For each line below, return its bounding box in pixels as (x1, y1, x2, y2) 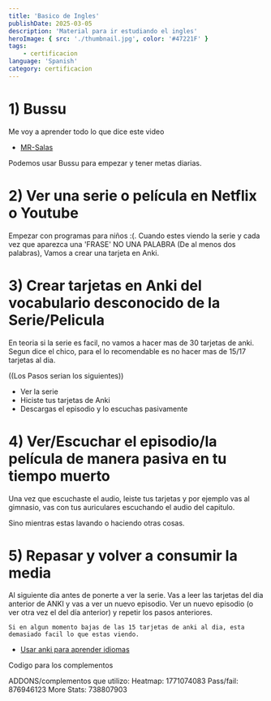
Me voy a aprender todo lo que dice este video (8, 127, 165, 136)
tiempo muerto (8, 466, 111, 485)
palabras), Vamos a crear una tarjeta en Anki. (8, 248, 160, 257)
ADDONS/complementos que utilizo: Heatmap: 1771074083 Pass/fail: (8, 676, 239, 686)
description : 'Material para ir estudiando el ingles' (8, 27, 198, 35)
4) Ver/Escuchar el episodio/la (8, 432, 217, 451)
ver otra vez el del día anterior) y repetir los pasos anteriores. (8, 608, 213, 617)
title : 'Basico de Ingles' (8, 11, 100, 20)
